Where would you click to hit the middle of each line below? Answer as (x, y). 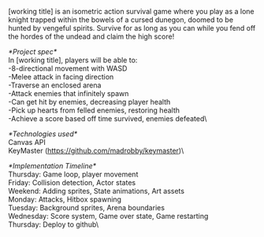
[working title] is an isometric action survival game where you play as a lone (131, 11)
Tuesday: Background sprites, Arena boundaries (87, 207)
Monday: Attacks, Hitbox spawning (65, 199)
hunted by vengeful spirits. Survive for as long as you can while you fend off (132, 28)
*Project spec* (33, 52)
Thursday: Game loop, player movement (73, 174)
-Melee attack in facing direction (61, 77)
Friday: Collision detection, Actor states (72, 183)
